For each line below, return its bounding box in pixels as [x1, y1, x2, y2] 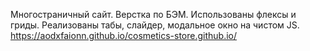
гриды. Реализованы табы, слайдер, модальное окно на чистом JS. [10, 19, 300, 31]
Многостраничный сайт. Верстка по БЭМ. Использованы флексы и [10, 9, 297, 20]
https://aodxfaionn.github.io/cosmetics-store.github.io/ [10, 30, 238, 41]
